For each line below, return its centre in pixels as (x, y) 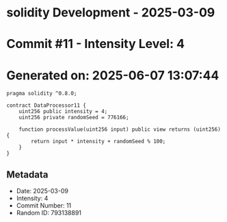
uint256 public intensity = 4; (63, 112)
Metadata (27, 174)
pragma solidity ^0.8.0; (42, 94)
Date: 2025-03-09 (42, 191)
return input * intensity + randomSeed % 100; (98, 142)
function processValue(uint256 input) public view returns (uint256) (120, 129)
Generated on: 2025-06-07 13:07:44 (113, 75)
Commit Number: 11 (44, 206)
